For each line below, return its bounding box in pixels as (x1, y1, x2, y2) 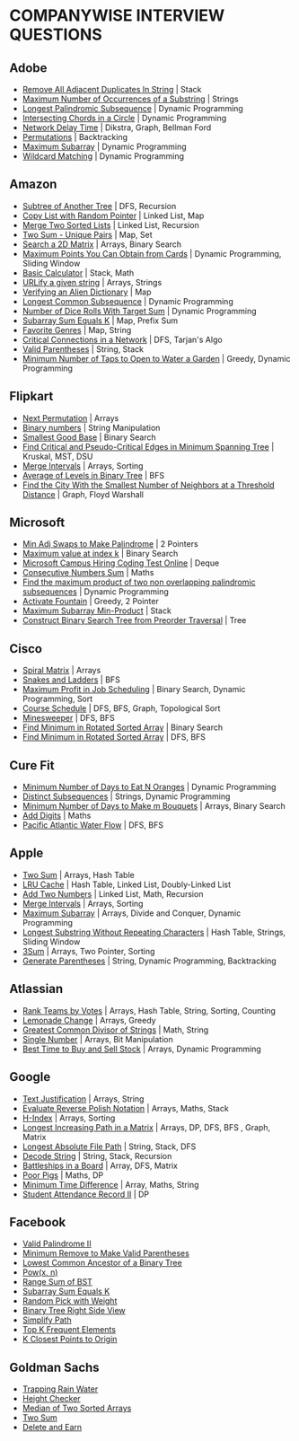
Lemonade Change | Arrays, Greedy (22, 1015, 156, 1025)
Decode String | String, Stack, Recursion (22, 1150, 172, 1161)
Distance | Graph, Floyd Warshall (22, 488, 144, 499)
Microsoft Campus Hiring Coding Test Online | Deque (22, 558, 220, 568)
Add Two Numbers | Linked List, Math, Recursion (22, 888, 204, 899)
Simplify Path (22, 1314, 72, 1325)
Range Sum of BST (22, 1277, 92, 1287)
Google (9, 1069, 51, 1085)
